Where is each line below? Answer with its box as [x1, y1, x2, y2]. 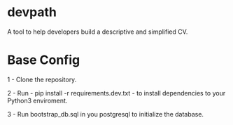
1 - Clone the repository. [7, 75, 77, 84]
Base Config [7, 52, 80, 68]
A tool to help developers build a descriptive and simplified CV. [7, 27, 188, 36]
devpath [7, 4, 57, 20]
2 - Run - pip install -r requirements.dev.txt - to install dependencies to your [7, 88, 226, 97]
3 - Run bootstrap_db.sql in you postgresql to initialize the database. [7, 110, 204, 118]
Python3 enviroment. [7, 96, 68, 105]
